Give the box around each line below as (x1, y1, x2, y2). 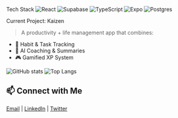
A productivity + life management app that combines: (21, 29, 154, 36)
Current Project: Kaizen (6, 17, 65, 24)
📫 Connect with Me (6, 86, 83, 96)
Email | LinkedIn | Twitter (6, 105, 68, 112)
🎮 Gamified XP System (14, 54, 74, 61)
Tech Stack (6, 6, 34, 13)
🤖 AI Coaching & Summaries (14, 47, 86, 54)
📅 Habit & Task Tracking (14, 41, 75, 48)
